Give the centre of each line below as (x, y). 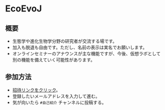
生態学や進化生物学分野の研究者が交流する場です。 (65, 41)
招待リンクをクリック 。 (36, 90)
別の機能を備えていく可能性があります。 (54, 60)
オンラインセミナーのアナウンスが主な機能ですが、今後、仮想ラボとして (86, 54)
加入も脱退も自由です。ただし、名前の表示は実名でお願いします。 (80, 47)
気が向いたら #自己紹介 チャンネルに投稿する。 (59, 102)
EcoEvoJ (24, 9)
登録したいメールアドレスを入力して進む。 (56, 96)
